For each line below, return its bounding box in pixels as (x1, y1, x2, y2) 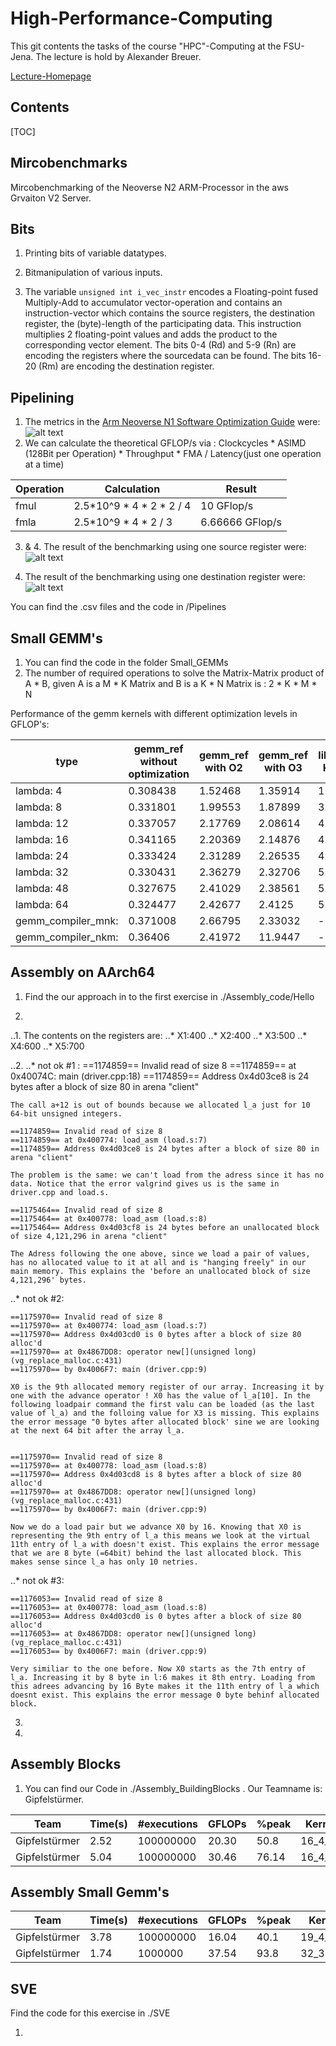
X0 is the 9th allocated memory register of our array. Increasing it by (10, 1382, 325, 1392)
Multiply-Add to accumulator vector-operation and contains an (24, 297, 283, 309)
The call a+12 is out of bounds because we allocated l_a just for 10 (10, 1100, 311, 1110)
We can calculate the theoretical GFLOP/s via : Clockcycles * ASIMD (24, 437, 307, 449)
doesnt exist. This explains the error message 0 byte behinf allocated (10, 1690, 320, 1700)
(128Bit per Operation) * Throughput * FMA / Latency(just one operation (24, 448, 322, 460)
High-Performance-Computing (10, 7, 273, 30)
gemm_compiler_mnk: (15, 914, 119, 927)
